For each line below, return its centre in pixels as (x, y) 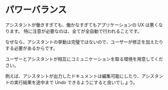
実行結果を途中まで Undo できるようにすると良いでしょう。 (76, 82)
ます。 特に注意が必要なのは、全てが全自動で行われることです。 (76, 31)
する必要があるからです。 (31, 48)
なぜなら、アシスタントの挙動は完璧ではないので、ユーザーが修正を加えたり (84, 42)
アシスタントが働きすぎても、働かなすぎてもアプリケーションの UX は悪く (82, 25)
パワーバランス (36, 10)
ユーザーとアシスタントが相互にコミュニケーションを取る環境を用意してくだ (84, 59)
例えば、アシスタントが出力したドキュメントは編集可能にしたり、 (73, 76)
